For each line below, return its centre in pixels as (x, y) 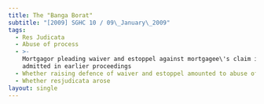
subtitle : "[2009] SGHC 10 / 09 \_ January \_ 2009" (89, 23)
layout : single (33, 88)
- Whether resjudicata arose (63, 81)
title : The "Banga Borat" (50, 15)
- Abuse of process (47, 45)
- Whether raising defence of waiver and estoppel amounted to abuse (131, 74)
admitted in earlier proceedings (77, 66)
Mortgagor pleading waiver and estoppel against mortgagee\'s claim (137, 59)
